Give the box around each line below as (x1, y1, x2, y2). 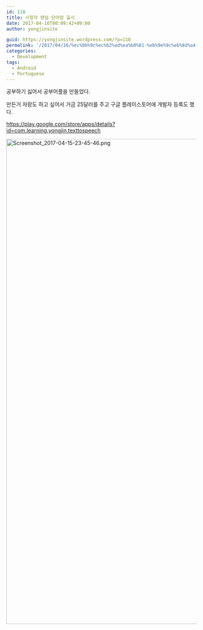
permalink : (6, 42, 34, 49)
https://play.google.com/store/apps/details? (6, 121, 116, 128)
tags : (6, 59, 20, 65)
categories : (6, 48, 36, 55)
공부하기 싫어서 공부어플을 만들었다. (6, 88, 91, 95)
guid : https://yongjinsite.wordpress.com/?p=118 (6, 37, 131, 43)
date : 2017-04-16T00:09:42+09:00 (6, 20, 91, 26)
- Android (11, 65, 36, 71)
